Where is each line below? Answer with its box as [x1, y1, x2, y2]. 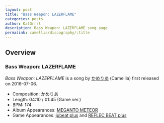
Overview [5, 48, 36, 57]
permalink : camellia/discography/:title [5, 30, 90, 35]
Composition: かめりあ [12, 91, 59, 97]
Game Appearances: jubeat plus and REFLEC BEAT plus [12, 112, 127, 118]
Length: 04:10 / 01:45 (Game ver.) [12, 96, 81, 102]
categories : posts [5, 16, 43, 21]
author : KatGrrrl [5, 21, 41, 26]
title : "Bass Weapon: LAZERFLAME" [5, 12, 77, 17]
